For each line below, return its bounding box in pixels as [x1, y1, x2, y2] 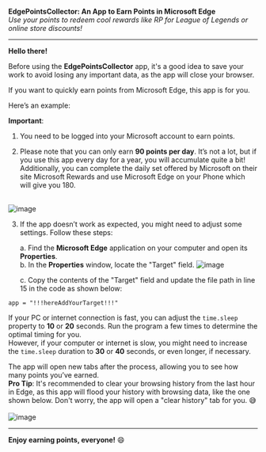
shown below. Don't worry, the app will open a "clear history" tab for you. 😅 [8, 396, 257, 405]
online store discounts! [8, 24, 83, 32]
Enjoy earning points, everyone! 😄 [8, 435, 125, 444]
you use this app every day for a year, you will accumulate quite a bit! [19, 155, 245, 165]
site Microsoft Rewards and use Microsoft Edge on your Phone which [19, 172, 245, 181]
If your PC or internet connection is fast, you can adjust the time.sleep [8, 313, 238, 322]
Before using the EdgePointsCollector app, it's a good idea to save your [8, 62, 244, 70]
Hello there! [8, 47, 47, 55]
